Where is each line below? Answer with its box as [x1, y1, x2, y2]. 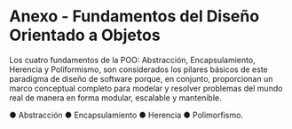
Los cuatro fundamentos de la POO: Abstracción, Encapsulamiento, [9, 54, 256, 65]
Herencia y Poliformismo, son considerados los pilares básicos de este [9, 64, 268, 75]
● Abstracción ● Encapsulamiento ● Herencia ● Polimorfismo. [9, 109, 244, 120]
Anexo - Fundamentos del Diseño [9, 6, 260, 27]
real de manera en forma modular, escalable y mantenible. [9, 92, 222, 103]
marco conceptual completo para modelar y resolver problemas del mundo [9, 83, 283, 93]
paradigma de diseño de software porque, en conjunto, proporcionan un [9, 73, 273, 84]
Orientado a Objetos [9, 25, 162, 45]
